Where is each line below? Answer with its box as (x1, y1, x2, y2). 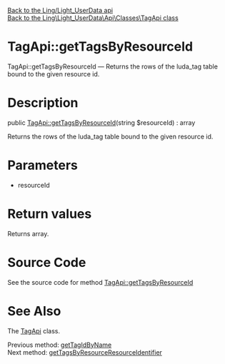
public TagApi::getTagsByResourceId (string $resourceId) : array (7, 118, 196, 127)
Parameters (7, 157, 79, 173)
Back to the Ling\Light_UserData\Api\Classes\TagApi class (7, 14, 179, 22)
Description (7, 95, 79, 111)
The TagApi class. (7, 326, 61, 335)
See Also (7, 303, 61, 319)
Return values (7, 206, 92, 222)
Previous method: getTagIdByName (7, 340, 112, 349)
